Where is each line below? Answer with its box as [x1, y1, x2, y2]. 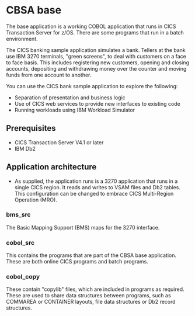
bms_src [6, 211, 31, 219]
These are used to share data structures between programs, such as [6, 292, 171, 299]
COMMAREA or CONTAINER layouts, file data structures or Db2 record [6, 298, 176, 305]
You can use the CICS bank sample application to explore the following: [6, 82, 178, 89]
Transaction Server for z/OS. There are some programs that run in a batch [6, 29, 184, 36]
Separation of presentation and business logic [14, 94, 126, 101]
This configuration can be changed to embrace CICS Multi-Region [14, 190, 174, 197]
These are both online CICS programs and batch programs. [6, 258, 149, 265]
